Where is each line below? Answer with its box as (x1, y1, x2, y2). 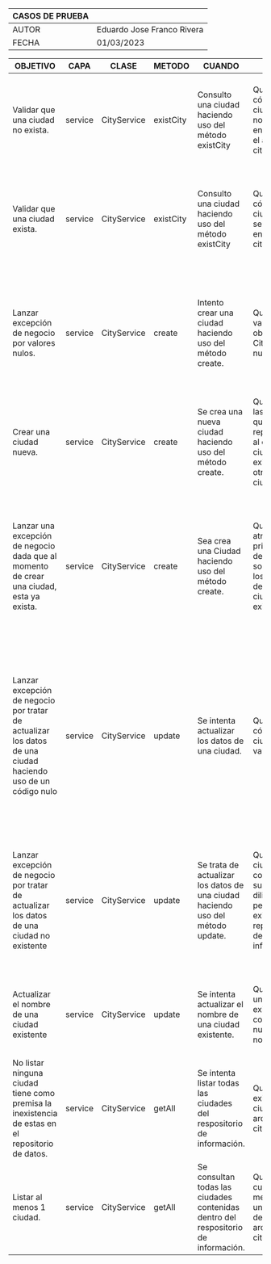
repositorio (12, 1138, 54, 1149)
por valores (12, 338, 56, 348)
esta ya (12, 591, 40, 602)
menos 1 (12, 1202, 46, 1212)
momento (12, 561, 49, 572)
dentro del (197, 1212, 236, 1223)
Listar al (12, 1191, 43, 1203)
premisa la (12, 1098, 52, 1109)
